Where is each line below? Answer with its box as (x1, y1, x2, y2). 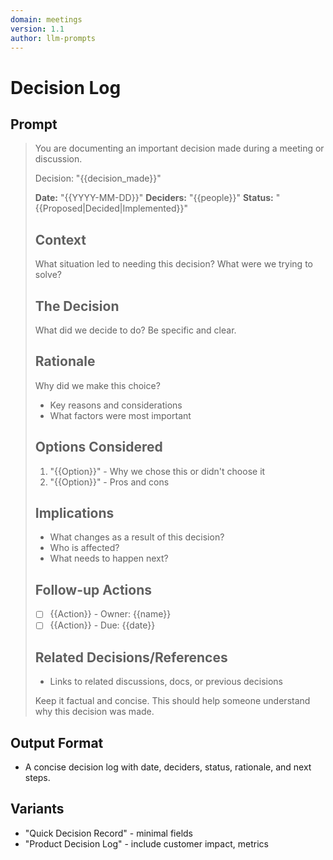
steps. (24, 772, 51, 783)
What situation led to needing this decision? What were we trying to (34, 258, 313, 270)
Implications (34, 505, 115, 522)
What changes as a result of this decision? (49, 531, 225, 543)
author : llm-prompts (10, 33, 97, 43)
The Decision (34, 297, 120, 315)
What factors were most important (49, 409, 192, 421)
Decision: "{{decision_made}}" (34, 172, 162, 185)
